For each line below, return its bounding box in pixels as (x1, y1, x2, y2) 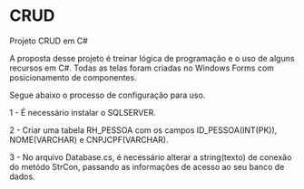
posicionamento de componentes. (9, 71, 138, 82)
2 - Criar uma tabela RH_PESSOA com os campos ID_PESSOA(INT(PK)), (9, 124, 278, 136)
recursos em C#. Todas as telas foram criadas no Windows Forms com (9, 62, 275, 73)
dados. (9, 171, 35, 182)
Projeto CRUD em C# (9, 35, 88, 46)
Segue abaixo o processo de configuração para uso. (9, 90, 206, 100)
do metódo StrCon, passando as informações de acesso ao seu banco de (9, 161, 285, 172)
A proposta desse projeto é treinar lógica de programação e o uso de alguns (9, 52, 295, 63)
